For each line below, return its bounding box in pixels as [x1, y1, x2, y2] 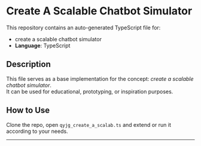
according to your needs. [6, 127, 68, 135]
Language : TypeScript [14, 42, 71, 49]
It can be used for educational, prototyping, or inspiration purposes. [6, 88, 173, 95]
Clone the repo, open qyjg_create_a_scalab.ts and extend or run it [6, 121, 172, 128]
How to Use [6, 105, 50, 115]
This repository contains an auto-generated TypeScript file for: [6, 24, 161, 31]
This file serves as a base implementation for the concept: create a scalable [6, 75, 194, 82]
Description [6, 59, 51, 69]
